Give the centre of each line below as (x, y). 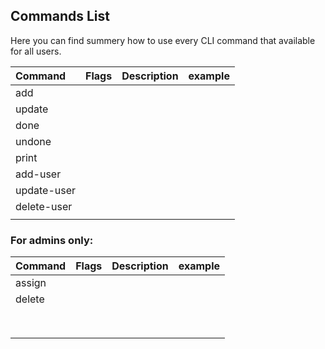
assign (31, 283)
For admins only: (52, 240)
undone (33, 141)
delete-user (44, 206)
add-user (38, 174)
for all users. (36, 51)
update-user (46, 190)
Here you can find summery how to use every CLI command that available (163, 40)
